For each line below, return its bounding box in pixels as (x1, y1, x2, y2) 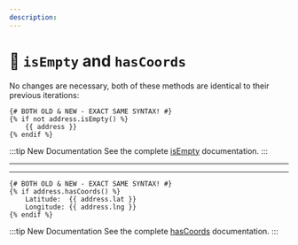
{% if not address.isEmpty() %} (9, 114, 129, 124)
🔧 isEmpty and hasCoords (9, 50, 186, 71)
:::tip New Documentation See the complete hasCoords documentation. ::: (9, 226, 279, 236)
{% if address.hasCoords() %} (9, 187, 122, 195)
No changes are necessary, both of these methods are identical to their (9, 80, 270, 91)
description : (9, 12, 58, 22)
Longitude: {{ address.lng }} (25, 203, 137, 211)
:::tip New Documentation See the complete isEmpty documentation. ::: (9, 145, 269, 156)
